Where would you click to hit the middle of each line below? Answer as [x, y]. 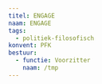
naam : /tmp [41, 68]
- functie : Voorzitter [53, 61]
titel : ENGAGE [32, 16]
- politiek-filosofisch [55, 38]
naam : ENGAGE [30, 23]
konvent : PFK [30, 46]
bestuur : [23, 53]
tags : [17, 30]
